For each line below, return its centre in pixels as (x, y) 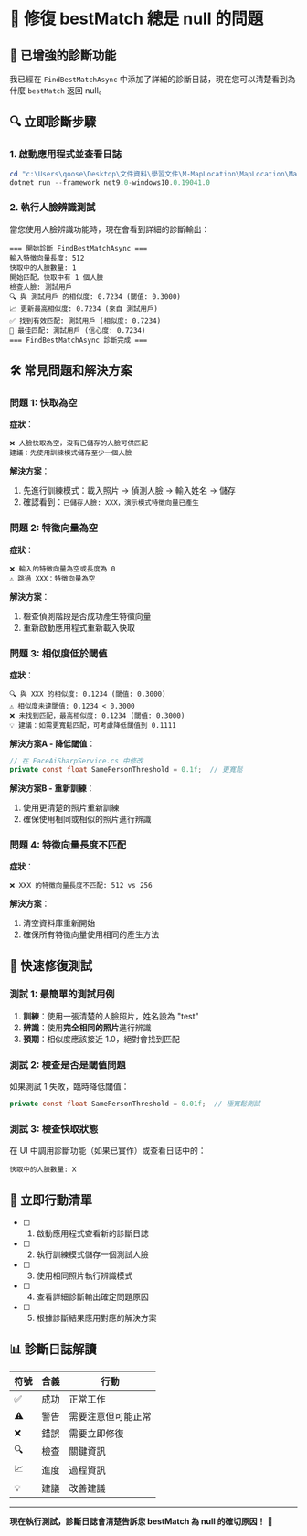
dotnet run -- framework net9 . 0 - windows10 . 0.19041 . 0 (110, 182)
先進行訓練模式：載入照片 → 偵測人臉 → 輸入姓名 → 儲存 (129, 491)
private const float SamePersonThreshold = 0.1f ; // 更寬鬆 (127, 769)
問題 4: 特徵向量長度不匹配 (68, 845)
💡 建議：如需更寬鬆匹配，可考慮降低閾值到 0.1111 (93, 726)
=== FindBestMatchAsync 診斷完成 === (79, 340)
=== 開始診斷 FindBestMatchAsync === (79, 248)
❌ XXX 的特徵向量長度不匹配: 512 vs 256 (81, 886)
